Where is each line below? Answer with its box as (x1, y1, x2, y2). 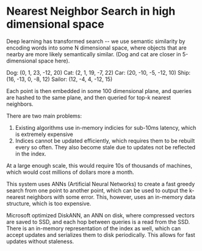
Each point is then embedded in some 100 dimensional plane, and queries (6, 87, 192, 94)
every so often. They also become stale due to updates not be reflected (15, 143, 196, 151)
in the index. (15, 150, 47, 157)
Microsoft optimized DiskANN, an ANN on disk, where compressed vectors (6, 211, 195, 219)
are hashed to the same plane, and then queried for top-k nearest (6, 94, 171, 101)
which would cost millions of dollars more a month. (6, 168, 134, 176)
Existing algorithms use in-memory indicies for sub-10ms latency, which (15, 124, 197, 131)
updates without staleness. (6, 238, 74, 245)
